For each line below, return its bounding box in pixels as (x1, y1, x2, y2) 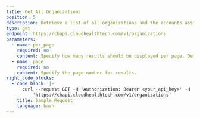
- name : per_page (11, 42, 55, 48)
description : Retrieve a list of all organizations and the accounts (6, 20, 183, 26)
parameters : (6, 36, 36, 42)
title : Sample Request (17, 97, 73, 103)
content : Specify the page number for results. (17, 70, 137, 76)
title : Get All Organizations (6, 8, 82, 15)
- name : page (11, 58, 44, 64)
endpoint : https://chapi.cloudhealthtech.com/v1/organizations (6, 31, 167, 37)
